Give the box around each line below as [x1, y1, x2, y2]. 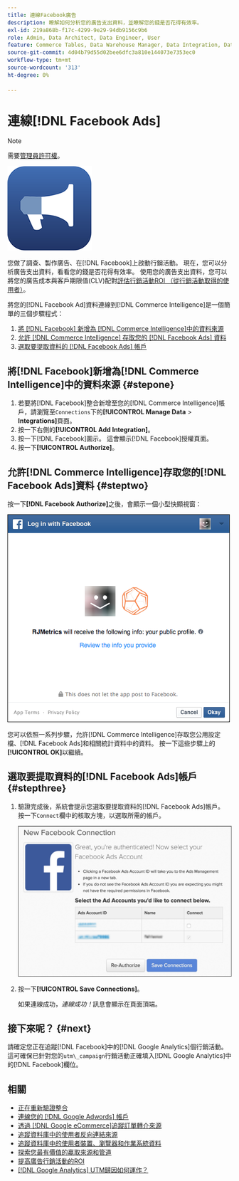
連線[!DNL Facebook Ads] [7, 112, 161, 129]
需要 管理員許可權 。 [7, 152, 64, 160]
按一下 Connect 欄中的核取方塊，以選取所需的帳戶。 [17, 811, 165, 819]
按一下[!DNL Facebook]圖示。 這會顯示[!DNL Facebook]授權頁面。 [17, 434, 213, 443]
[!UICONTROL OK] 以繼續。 [7, 748, 87, 757]
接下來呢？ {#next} [7, 1022, 92, 1035]
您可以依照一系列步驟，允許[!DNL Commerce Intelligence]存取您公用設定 [7, 730, 221, 739]
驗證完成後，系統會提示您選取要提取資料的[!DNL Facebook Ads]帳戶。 [17, 802, 225, 811]
